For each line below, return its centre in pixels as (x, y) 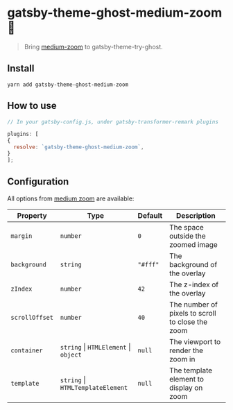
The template (191, 370)
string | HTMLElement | (95, 347)
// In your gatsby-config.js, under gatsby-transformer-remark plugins (113, 122)
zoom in (182, 359)
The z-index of (194, 284)
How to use (32, 106)
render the (186, 350)
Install (21, 68)
